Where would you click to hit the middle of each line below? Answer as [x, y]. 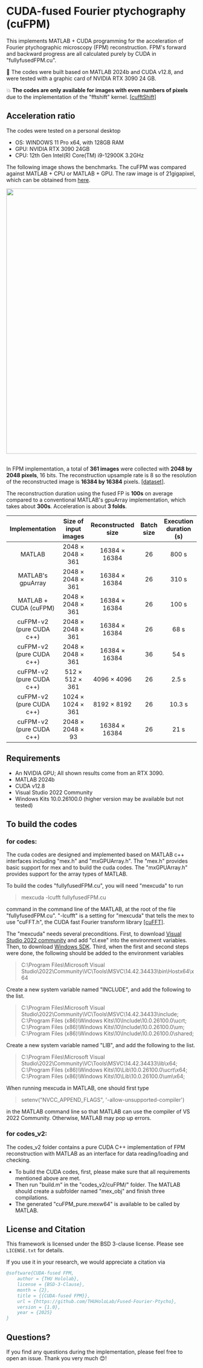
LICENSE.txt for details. [35, 1250]
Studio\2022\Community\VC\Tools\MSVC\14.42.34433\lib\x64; [99, 1064]
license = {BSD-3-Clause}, [51, 1285]
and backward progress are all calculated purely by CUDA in [81, 53]
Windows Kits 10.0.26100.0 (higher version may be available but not [99, 799]
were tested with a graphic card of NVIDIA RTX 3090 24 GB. [81, 78]
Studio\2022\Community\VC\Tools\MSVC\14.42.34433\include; [100, 1014]
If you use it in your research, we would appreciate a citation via [86, 1262]
